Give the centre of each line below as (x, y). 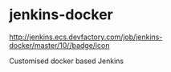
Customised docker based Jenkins (66, 61)
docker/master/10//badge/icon (59, 45)
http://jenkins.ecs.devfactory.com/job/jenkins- (86, 37)
